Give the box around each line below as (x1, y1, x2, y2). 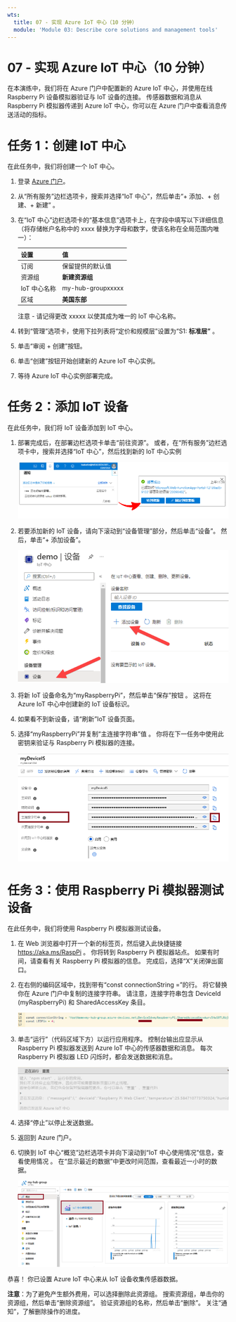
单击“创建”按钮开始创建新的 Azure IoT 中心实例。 (17, 357, 159, 365)
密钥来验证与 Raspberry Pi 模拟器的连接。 (17, 739, 139, 747)
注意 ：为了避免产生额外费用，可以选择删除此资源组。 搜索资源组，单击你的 (7, 1290, 225, 1298)
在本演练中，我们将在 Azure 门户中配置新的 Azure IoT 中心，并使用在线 (7, 84, 213, 93)
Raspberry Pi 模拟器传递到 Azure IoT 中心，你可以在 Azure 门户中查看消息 (7, 102, 221, 110)
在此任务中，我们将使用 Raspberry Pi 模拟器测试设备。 (7, 924, 165, 933)
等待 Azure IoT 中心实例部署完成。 (17, 372, 117, 380)
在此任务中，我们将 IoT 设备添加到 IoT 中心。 (7, 424, 137, 432)
